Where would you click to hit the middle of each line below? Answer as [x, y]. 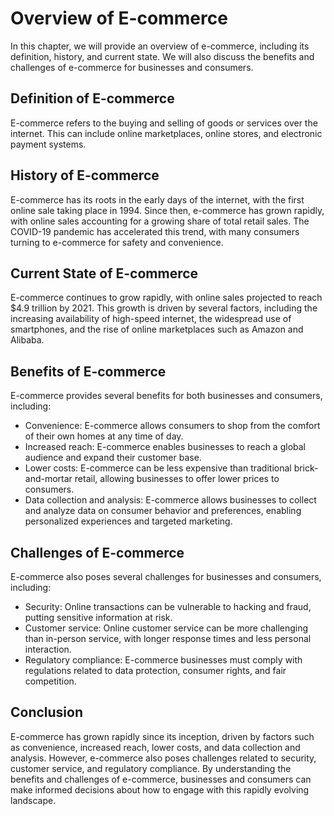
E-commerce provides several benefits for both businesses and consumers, [166, 396]
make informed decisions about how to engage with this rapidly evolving [160, 789]
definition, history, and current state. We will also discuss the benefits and [162, 56]
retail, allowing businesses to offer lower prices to [177, 479]
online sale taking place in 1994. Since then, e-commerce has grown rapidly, [167, 210]
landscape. [33, 800]
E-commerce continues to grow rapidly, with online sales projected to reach [166, 298]
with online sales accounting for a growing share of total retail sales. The [160, 221]
